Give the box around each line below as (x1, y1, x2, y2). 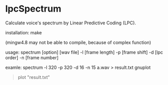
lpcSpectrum (5, 3, 62, 15)
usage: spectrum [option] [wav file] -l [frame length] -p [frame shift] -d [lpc (5, 49, 163, 55)
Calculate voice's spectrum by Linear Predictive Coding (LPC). (5, 20, 136, 26)
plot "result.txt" (17, 74, 50, 80)
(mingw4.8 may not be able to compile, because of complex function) (5, 39, 151, 46)
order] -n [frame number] (5, 54, 59, 61)
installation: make (5, 29, 42, 35)
